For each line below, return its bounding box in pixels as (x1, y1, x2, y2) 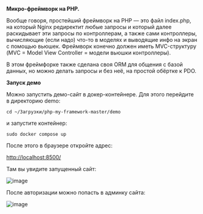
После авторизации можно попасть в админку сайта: (6, 189, 146, 196)
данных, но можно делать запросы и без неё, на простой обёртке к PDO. (6, 67, 196, 75)
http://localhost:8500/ (6, 154, 61, 161)
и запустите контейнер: (6, 119, 67, 127)
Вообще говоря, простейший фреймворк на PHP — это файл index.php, (6, 17, 191, 24)
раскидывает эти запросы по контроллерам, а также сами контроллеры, (6, 30, 198, 37)
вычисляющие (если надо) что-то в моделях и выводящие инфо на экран (6, 36, 198, 43)
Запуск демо (6, 79, 41, 86)
